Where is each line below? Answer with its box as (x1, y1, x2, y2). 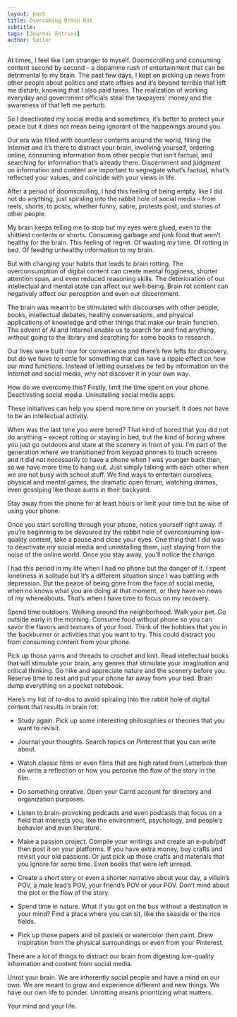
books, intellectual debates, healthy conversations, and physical (7, 311, 194, 319)
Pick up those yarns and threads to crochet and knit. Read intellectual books (7, 651, 229, 660)
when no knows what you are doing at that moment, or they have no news (7, 587, 222, 595)
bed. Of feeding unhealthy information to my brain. (7, 246, 155, 254)
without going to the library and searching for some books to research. (7, 333, 213, 342)
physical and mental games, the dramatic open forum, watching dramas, (7, 478, 218, 487)
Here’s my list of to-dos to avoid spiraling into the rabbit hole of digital (7, 695, 210, 703)
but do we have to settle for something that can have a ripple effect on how (7, 355, 226, 363)
